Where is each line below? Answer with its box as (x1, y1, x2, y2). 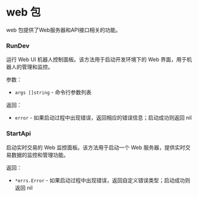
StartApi (6, 130, 32, 138)
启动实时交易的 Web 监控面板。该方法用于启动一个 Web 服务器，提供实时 (6, 144, 186, 151)
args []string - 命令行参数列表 (14, 89, 92, 96)
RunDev (6, 41, 30, 50)
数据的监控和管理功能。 (11, 151, 69, 158)
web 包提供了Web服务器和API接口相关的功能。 (6, 26, 121, 33)
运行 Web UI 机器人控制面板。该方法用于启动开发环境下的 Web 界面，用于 (6, 56, 187, 63)
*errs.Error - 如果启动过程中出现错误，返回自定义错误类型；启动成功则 (14, 177, 190, 184)
